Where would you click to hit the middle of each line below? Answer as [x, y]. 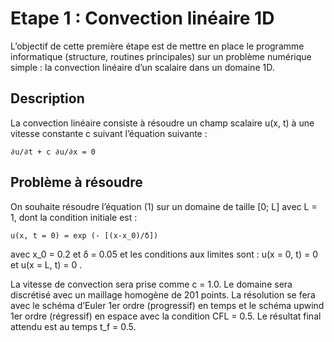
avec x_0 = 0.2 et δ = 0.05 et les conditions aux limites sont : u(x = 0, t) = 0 [164, 254]
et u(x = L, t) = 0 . [46, 264]
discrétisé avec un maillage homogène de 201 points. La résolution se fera [163, 294]
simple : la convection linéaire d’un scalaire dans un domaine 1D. [142, 67]
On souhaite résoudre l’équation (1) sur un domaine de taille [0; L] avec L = [164, 206]
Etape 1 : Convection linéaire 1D [142, 18]
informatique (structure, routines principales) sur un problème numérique [161, 56]
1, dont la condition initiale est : [74, 217]
